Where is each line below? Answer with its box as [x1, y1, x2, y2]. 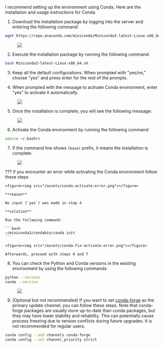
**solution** [5, 209, 32, 214]
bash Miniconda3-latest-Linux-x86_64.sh [5, 61, 89, 65]
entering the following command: [12, 24, 79, 30]
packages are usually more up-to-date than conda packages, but [24, 307, 155, 314]
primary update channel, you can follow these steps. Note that [12, 303, 138, 308]
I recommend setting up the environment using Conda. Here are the [5, 4, 141, 10]
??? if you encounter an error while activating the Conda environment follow [5, 168, 158, 175]
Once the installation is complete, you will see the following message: [12, 108, 152, 114]
